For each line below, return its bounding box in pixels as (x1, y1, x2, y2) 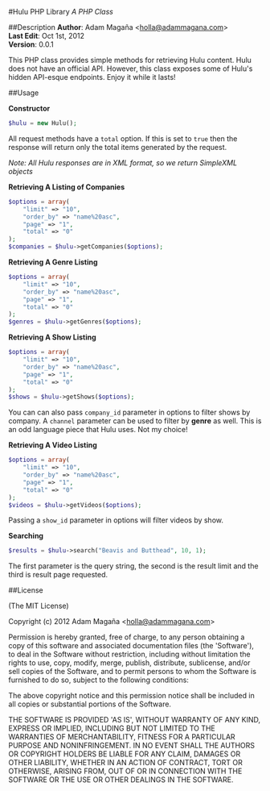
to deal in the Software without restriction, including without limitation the (8, 649, 251, 660)
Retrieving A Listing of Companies (8, 181, 125, 192)
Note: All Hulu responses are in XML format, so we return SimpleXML (8, 157, 238, 168)
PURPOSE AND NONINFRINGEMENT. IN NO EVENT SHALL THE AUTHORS (8, 741, 256, 751)
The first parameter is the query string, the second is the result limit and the (8, 561, 259, 571)
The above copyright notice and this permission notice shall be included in (8, 691, 255, 701)
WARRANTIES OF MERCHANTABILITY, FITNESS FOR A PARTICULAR (8, 732, 235, 742)
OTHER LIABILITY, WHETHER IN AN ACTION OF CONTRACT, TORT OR (8, 758, 243, 768)
